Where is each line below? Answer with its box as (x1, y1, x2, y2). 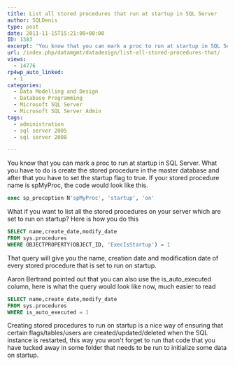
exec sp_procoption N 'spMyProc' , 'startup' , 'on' (7, 195, 155, 202)
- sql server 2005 (13, 127, 68, 134)
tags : (7, 114, 23, 121)
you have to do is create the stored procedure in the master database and (7, 166, 220, 175)
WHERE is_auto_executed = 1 (7, 309, 90, 316)
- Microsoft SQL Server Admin (13, 108, 101, 115)
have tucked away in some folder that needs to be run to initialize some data (7, 344, 227, 352)
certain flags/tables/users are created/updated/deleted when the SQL (7, 329, 208, 337)
